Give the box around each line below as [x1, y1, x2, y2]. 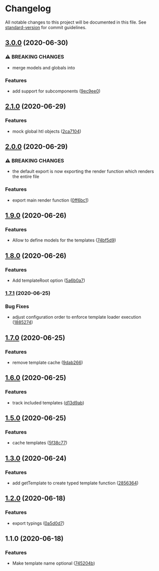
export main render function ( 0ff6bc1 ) [12, 197, 89, 203]
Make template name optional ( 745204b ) [12, 560, 95, 566]
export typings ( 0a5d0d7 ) [12, 520, 65, 526]
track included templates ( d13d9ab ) [12, 399, 85, 406]
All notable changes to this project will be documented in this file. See [5, 19, 147, 25]
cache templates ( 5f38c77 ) [12, 440, 67, 446]
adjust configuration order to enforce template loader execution [12, 314, 141, 320]
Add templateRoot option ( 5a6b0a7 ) [12, 277, 85, 283]
